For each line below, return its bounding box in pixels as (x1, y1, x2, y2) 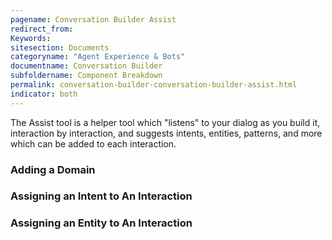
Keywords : (10, 33, 52, 43)
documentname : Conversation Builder (10, 61, 163, 71)
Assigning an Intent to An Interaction (10, 189, 193, 203)
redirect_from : (10, 24, 74, 34)
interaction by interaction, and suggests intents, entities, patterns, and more (10, 127, 323, 139)
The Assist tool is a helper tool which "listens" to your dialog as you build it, (10, 116, 321, 128)
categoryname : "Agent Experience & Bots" (10, 52, 186, 62)
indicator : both (10, 89, 78, 99)
